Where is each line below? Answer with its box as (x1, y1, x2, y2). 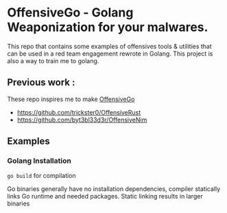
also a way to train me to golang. (7, 56, 99, 65)
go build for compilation (7, 172, 77, 180)
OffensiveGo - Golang (7, 5, 134, 21)
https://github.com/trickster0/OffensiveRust (16, 108, 141, 116)
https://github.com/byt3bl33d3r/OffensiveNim (16, 115, 147, 124)
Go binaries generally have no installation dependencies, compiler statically (7, 185, 221, 193)
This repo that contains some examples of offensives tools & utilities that (7, 42, 213, 50)
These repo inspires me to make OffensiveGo (7, 95, 135, 103)
